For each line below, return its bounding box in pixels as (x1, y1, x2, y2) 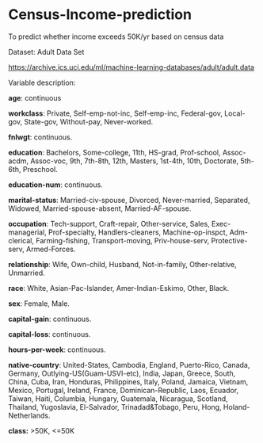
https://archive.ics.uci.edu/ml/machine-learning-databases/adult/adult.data (8, 62, 255, 72)
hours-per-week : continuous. (8, 345, 106, 354)
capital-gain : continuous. (8, 314, 92, 323)
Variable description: (8, 78, 76, 87)
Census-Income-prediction (8, 6, 192, 24)
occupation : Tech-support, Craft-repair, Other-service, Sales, (8, 219, 210, 228)
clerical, (8, 235, 34, 245)
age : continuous (8, 93, 62, 102)
